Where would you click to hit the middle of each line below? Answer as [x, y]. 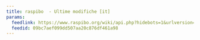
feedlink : [24, 22]
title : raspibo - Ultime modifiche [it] [58, 11]
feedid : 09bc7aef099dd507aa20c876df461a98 [65, 28]
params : [16, 17]
